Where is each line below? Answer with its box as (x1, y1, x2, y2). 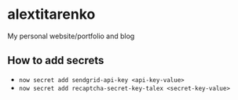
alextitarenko (7, 5, 96, 23)
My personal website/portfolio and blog (7, 31, 135, 41)
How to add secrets (7, 54, 104, 67)
